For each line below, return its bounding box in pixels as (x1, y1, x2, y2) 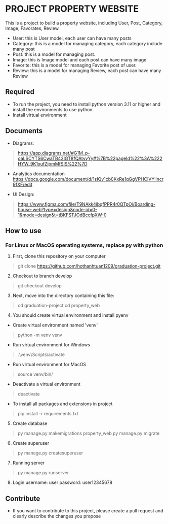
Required (5, 87, 34, 96)
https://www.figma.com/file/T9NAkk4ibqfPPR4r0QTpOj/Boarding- (17, 201, 156, 207)
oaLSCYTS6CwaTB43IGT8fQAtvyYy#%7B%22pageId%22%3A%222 (17, 155, 163, 161)
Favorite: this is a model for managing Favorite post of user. (12, 62, 137, 68)
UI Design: (12, 191, 34, 197)
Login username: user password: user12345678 (12, 479, 113, 485)
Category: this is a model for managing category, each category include (12, 40, 163, 46)
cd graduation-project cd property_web (17, 303, 100, 309)
